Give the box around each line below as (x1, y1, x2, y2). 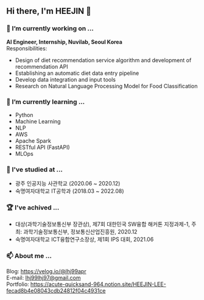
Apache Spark (15, 137, 52, 144)
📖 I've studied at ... (6, 165, 63, 173)
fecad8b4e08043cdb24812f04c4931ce (6, 287, 106, 294)
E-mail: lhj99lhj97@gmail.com (6, 274, 81, 281)
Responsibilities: (6, 44, 47, 52)
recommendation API (15, 63, 68, 70)
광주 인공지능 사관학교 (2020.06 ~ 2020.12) (15, 180, 121, 187)
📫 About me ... (6, 251, 52, 260)
